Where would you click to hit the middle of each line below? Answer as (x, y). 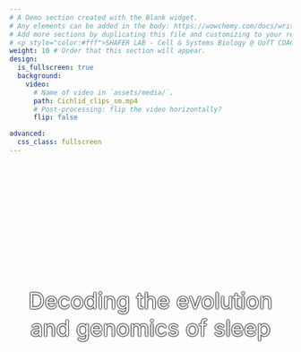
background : (40, 76)
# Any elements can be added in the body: (90, 26)
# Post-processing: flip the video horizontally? (127, 109)
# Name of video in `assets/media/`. (103, 92)
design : (24, 59)
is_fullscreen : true (56, 68)
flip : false (55, 117)
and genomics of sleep (150, 328)
